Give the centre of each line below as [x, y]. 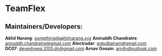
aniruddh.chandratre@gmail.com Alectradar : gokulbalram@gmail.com [76, 43]
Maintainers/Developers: [44, 27]
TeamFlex [25, 9]
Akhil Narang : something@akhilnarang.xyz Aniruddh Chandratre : [71, 38]
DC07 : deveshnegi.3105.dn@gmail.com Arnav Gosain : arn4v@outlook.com [81, 48]
